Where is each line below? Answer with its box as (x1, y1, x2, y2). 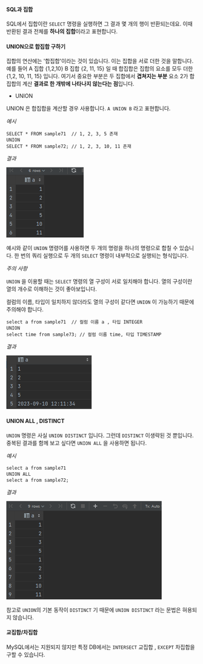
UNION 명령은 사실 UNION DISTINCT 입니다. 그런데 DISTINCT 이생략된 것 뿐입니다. (6, 432, 194, 439)
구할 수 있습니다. (6, 651, 45, 658)
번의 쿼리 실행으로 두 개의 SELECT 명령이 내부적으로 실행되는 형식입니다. (20, 252, 189, 259)
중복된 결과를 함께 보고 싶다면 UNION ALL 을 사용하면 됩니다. (6, 439, 147, 446)
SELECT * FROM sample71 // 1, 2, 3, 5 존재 (6, 131, 118, 137)
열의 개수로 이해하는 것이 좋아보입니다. (6, 285, 97, 293)
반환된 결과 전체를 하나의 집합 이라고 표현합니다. (6, 28, 118, 35)
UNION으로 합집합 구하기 (6, 42, 65, 50)
